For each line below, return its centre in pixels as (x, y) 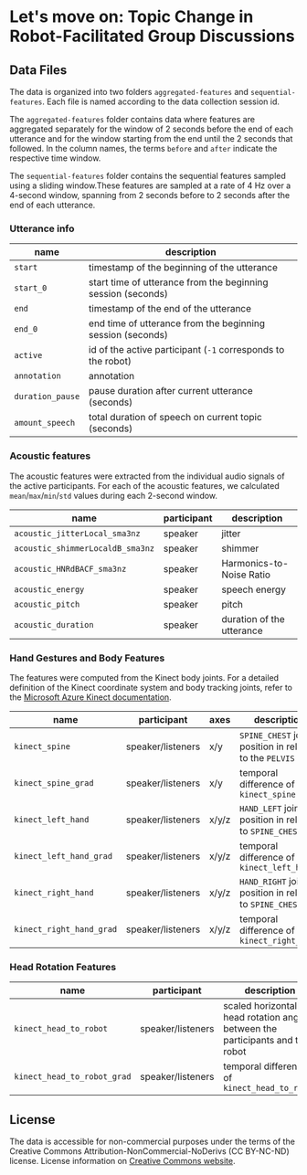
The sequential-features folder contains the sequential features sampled (148, 176)
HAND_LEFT (260, 809)
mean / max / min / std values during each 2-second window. (113, 495)
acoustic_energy (49, 589)
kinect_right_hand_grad (66, 929)
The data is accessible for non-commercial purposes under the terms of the (152, 1141)
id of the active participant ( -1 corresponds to (186, 350)
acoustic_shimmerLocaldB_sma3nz (85, 548)
